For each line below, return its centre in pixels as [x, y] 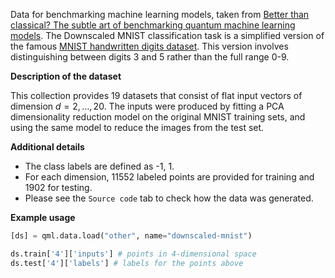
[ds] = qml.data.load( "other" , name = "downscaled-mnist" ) [131, 236]
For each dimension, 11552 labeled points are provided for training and [169, 177]
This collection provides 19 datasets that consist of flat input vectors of [156, 95]
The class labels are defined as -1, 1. [99, 166]
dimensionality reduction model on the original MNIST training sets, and [158, 117]
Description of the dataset [66, 76]
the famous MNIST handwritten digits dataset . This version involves [149, 46]
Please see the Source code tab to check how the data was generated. [169, 198]
